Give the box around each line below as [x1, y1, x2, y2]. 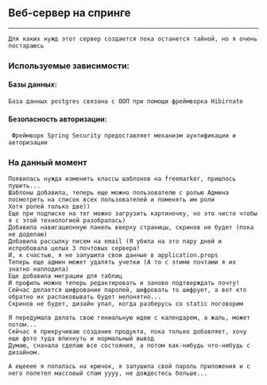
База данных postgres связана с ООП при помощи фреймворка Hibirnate [8, 97, 244, 106]
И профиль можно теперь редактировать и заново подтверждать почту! [8, 279, 240, 287]
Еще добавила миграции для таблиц [8, 272, 123, 280]
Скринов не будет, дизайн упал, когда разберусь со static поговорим [8, 300, 244, 308]
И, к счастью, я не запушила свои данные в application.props [8, 252, 219, 260]
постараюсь [8, 41, 44, 50]
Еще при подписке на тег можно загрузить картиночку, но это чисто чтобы [8, 210, 258, 218]
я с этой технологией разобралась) [8, 217, 126, 225]
